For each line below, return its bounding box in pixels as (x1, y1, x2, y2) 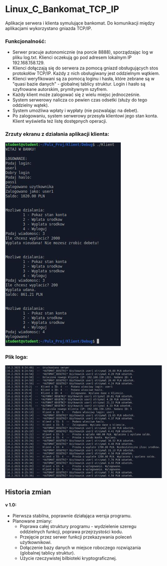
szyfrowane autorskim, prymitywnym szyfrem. (12, 86, 108, 92)
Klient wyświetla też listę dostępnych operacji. (12, 118, 107, 124)
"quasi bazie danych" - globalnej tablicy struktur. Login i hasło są (12, 81, 146, 87)
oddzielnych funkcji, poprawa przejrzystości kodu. (19, 529, 123, 535)
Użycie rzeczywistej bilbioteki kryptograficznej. (19, 556, 117, 562)
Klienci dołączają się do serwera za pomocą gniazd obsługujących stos (12, 65, 159, 71)
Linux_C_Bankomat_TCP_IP (5, 3, 119, 15)
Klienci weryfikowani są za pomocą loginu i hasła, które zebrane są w (12, 76, 155, 82)
